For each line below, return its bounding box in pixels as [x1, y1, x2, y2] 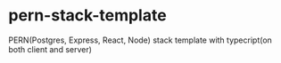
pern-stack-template [8, 5, 167, 26]
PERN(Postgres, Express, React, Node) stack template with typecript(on [8, 35, 273, 45]
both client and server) [8, 43, 93, 54]
